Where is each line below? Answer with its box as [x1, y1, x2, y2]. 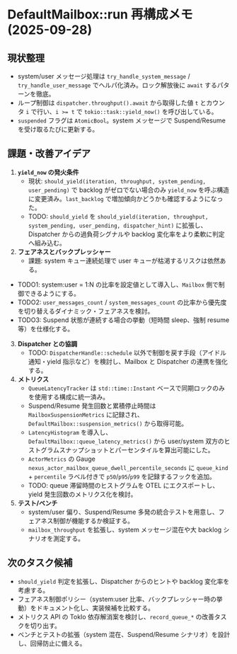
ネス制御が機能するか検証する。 [40, 516, 134, 524]
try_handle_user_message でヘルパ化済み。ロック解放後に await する [17, 81, 218, 89]
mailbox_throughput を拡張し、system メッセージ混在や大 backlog [28, 525, 222, 534]
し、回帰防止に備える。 [17, 638, 86, 648]
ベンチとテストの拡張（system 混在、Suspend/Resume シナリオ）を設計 [17, 630, 231, 638]
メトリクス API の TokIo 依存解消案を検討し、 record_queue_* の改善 [17, 612, 214, 621]
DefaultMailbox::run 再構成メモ [7, 6, 193, 23]
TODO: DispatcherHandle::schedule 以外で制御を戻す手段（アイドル [28, 348, 227, 357]
